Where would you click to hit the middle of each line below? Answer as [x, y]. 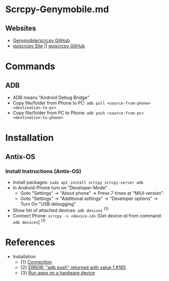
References [30, 242]
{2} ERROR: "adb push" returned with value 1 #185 [73, 267]
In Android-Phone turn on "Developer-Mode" [60, 188]
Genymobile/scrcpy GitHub [41, 40]
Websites [21, 28]
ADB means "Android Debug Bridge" [51, 97]
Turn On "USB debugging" [48, 204]
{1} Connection [36, 262]
